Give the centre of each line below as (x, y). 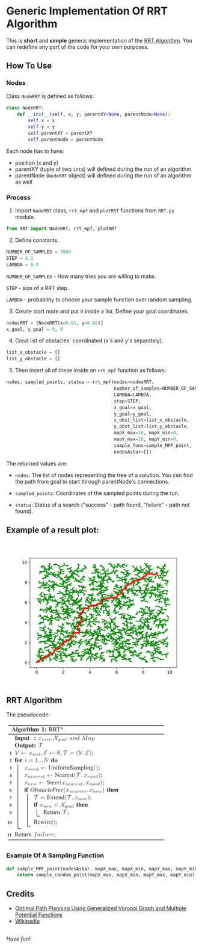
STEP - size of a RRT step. (38, 288)
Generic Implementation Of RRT (87, 11)
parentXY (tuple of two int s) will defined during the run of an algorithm (103, 169)
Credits (20, 894)
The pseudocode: (28, 715)
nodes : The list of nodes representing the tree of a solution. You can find (104, 475)
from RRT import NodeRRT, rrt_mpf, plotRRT (62, 229)
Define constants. (37, 240)
